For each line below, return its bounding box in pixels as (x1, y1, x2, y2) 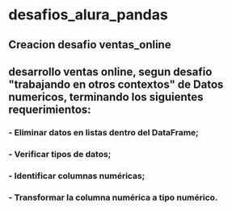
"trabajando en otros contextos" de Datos (8, 77, 224, 91)
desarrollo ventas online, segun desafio (8, 64, 213, 78)
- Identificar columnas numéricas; (8, 170, 146, 181)
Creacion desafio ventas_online (8, 38, 171, 52)
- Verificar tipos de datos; (8, 148, 112, 159)
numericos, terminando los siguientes (8, 90, 204, 104)
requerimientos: (8, 102, 91, 116)
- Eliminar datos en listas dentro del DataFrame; (8, 126, 200, 138)
